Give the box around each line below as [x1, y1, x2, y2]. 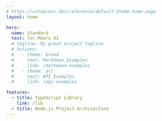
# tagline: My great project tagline [11, 41, 104, 47]
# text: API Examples [11, 74, 75, 79]
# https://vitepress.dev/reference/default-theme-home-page [6, 8, 157, 15]
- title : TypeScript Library [11, 95, 83, 101]
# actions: [11, 46, 38, 53]
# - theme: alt [11, 68, 54, 74]
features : [6, 89, 31, 95]
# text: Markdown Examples [11, 57, 88, 63]
